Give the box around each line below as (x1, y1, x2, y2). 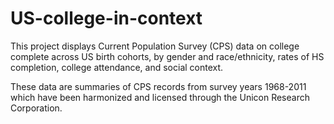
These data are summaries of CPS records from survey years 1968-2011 (10, 80, 307, 92)
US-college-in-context (10, 7, 203, 30)
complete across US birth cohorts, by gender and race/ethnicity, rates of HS (10, 50, 325, 62)
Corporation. (10, 102, 63, 114)
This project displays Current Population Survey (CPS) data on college (10, 40, 300, 52)
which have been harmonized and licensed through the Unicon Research (10, 91, 310, 103)
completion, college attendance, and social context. (10, 61, 224, 73)
